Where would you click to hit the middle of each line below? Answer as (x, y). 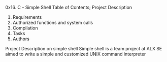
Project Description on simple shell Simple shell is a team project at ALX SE (84, 49)
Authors (21, 39)
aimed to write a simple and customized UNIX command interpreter (76, 54)
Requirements (27, 17)
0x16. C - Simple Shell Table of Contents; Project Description (69, 7)
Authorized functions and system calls (53, 23)
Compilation (25, 28)
